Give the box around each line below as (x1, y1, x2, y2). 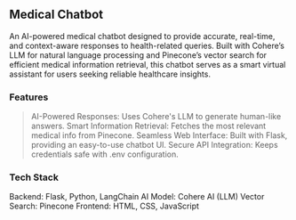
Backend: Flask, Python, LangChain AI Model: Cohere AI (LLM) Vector (9, 191, 265, 202)
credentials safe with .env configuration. (30, 149, 180, 159)
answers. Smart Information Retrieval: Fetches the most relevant (30, 120, 267, 132)
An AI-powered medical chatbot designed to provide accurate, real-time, (9, 30, 276, 41)
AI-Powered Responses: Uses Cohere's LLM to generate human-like (30, 111, 282, 122)
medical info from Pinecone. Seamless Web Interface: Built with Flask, (30, 130, 288, 141)
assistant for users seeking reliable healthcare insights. (9, 69, 212, 79)
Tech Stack (9, 171, 60, 183)
